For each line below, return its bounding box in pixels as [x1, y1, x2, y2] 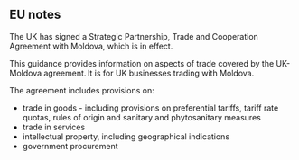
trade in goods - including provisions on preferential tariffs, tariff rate [22, 102, 279, 113]
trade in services [22, 121, 86, 132]
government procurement [22, 140, 118, 151]
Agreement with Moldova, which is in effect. [9, 40, 173, 51]
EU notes [9, 7, 61, 22]
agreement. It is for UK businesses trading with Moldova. [43, 67, 255, 78]
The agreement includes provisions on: [9, 84, 155, 95]
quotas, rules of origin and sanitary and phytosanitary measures [22, 111, 262, 122]
